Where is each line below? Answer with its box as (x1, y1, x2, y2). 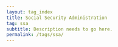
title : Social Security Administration (6, 15, 108, 21)
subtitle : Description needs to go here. (6, 26, 113, 32)
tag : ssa (6, 20, 29, 26)
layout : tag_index (6, 9, 53, 15)
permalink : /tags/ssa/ (6, 32, 64, 38)
